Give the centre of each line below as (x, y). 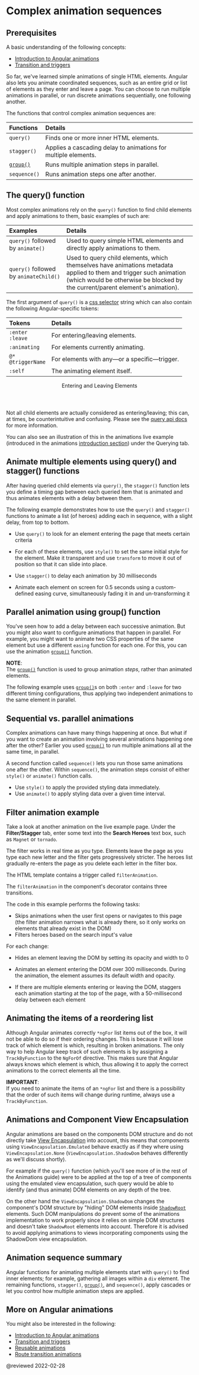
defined (24, 593)
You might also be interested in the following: (61, 1324)
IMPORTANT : (23, 1082)
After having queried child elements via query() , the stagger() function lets (98, 485)
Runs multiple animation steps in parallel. (102, 165)
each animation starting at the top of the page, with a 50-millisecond (98, 994)
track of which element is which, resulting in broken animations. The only (95, 1045)
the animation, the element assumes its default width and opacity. (95, 976)
